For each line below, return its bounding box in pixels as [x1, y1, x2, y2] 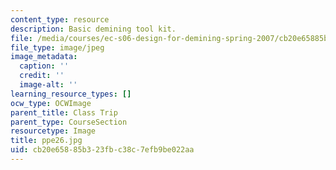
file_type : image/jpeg [10, 42, 105, 53]
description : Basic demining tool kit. [10, 24, 177, 34]
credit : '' [19, 71, 65, 81]
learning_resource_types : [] [10, 89, 132, 99]
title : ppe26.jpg [10, 136, 83, 146]
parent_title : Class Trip [10, 107, 118, 118]
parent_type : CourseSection [10, 117, 128, 127]
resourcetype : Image [10, 126, 97, 136]
